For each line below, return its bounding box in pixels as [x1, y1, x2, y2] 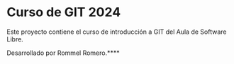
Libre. [6, 34, 24, 43]
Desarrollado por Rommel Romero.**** [6, 49, 120, 57]
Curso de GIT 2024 [6, 4, 121, 20]
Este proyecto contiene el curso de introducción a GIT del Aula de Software [6, 27, 227, 36]
